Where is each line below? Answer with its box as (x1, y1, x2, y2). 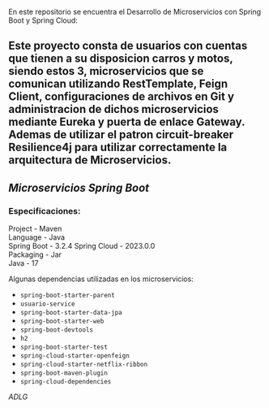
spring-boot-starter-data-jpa (19, 309, 123, 317)
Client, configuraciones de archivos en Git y (8, 89, 235, 104)
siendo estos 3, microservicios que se (8, 64, 204, 78)
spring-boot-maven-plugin (19, 369, 108, 377)
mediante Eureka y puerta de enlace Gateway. (8, 115, 246, 129)
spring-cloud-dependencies (19, 378, 112, 386)
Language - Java (8, 232, 66, 242)
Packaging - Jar (8, 250, 62, 259)
